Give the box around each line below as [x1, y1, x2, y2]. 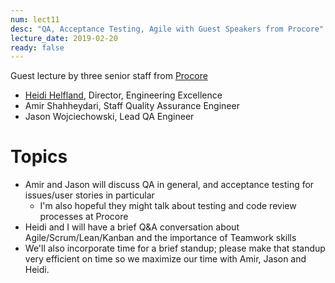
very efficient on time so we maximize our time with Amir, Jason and [24, 253, 307, 265]
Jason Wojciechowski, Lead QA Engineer [24, 111, 195, 123]
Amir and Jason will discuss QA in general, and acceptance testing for [24, 179, 315, 191]
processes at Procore [39, 211, 129, 223]
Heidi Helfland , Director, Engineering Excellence [24, 89, 223, 101]
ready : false [10, 42, 65, 53]
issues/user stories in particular [24, 189, 155, 201]
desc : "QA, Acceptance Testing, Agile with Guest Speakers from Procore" [10, 24, 325, 34]
